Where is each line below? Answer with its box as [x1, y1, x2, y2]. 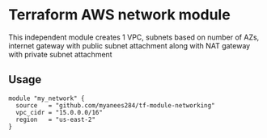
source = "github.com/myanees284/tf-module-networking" [15, 101, 216, 110]
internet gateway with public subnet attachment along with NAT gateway [8, 40, 251, 50]
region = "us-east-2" [15, 115, 95, 123]
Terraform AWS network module [8, 6, 231, 24]
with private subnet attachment [8, 49, 112, 59]
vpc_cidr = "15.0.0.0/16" [15, 108, 104, 116]
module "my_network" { [8, 94, 85, 102]
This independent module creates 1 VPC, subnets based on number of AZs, [8, 32, 260, 42]
